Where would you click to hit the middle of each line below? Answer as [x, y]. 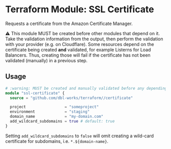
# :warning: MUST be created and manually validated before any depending [86, 88]
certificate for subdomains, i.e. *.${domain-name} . [57, 141]
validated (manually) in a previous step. [47, 60]
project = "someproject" [54, 107]
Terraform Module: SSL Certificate [80, 9]
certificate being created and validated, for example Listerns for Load [78, 49]
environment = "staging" [50, 112]
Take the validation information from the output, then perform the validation [84, 39]
